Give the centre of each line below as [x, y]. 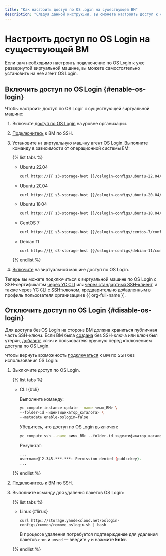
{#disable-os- [129, 311]
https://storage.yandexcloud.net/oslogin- [75, 520]
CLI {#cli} [29, 390]
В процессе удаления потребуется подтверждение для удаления [89, 534]
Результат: [31, 445]
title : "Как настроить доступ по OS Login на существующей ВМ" [72, 10]
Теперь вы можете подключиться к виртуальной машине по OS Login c [81, 279]
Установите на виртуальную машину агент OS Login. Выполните [80, 143]
